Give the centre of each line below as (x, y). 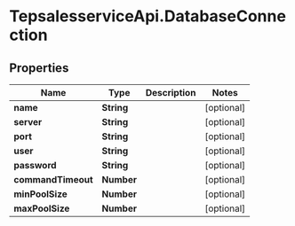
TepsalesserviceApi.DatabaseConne (148, 16)
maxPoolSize (42, 208)
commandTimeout (53, 179)
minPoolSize (41, 194)
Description (171, 93)
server (28, 122)
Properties (39, 68)
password (35, 165)
